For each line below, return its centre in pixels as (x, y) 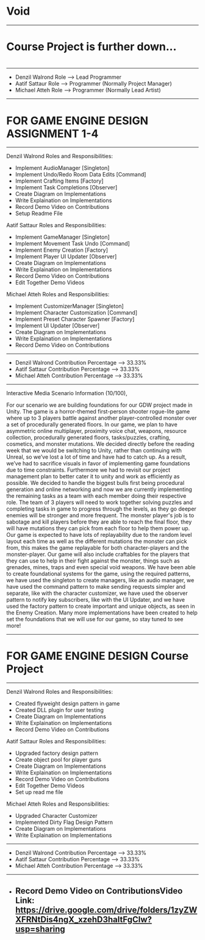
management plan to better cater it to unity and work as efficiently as (93, 476)
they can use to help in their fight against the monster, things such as (93, 561)
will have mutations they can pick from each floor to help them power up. (98, 528)
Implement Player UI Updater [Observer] (66, 257)
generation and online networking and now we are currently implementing (99, 489)
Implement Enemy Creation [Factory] (62, 250)
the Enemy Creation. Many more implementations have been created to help (102, 613)
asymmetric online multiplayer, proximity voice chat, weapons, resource (97, 431)
